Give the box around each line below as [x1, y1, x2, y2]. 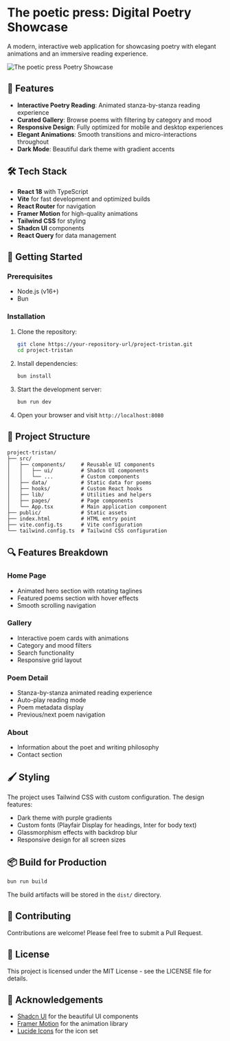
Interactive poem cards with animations [16, 634, 129, 642]
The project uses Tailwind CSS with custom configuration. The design [7, 793, 205, 802]
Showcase [7, 19, 69, 35]
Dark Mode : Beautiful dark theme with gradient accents [16, 144, 175, 153]
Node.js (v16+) [16, 287, 59, 296]
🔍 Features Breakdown [7, 547, 108, 558]
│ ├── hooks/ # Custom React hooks [7, 485, 143, 492]
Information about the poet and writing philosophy [16, 743, 159, 752]
